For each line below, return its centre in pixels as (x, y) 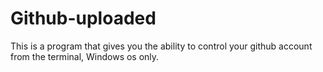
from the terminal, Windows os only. (85, 56)
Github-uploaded (83, 18)
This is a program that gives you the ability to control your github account (161, 46)
